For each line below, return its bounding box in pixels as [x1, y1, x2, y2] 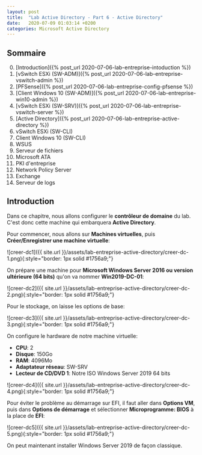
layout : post [7, 8, 40, 15]
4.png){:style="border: [7, 388, 63, 395]
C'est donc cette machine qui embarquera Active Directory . [7, 218, 156, 226]
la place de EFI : [7, 412, 45, 419]
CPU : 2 [15, 344, 34, 351]
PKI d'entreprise [15, 160, 56, 167]
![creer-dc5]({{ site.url [7, 424, 62, 431]
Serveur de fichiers [15, 147, 64, 154]
